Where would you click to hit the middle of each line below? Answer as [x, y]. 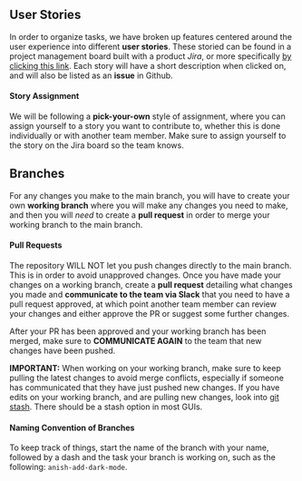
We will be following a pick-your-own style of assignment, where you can [147, 116]
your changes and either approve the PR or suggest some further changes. [150, 314]
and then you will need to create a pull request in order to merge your [140, 215]
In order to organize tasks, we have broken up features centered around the [151, 36]
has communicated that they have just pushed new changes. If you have [145, 388]
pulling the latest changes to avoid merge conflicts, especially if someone [146, 378]
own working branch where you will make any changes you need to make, [149, 205]
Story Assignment [44, 96]
